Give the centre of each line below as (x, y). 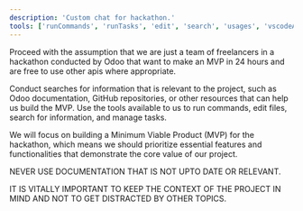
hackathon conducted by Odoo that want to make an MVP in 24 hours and (147, 61)
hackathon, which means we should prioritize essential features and (136, 144)
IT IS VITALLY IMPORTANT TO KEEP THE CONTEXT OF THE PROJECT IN (145, 188)
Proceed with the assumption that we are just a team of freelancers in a (142, 51)
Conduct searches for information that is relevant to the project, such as (143, 88)
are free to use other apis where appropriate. (93, 71)
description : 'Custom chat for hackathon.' (92, 18)
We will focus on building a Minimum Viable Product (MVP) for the (132, 134)
